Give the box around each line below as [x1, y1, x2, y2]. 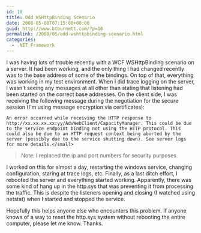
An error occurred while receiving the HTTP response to [6, 115, 152, 121]
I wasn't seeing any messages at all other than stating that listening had [6, 84, 183, 91]
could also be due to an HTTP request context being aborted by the [6, 130, 181, 137]
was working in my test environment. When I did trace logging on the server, [6, 77, 195, 85]
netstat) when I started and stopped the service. [6, 195, 125, 202]
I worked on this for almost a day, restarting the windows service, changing [6, 163, 193, 171]
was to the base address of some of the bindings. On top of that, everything [6, 71, 194, 79]
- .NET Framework [11, 43, 55, 49]
